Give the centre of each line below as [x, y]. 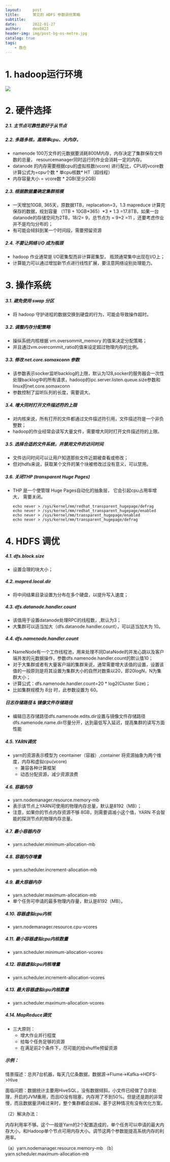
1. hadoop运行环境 [44, 74]
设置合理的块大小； [33, 569]
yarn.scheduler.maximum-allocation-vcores [58, 1003]
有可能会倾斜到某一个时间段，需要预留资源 [57, 230]
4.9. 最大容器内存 [23, 882]
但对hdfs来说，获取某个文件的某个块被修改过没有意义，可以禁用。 [82, 464]
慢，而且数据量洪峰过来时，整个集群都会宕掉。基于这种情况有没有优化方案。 [85, 1103]
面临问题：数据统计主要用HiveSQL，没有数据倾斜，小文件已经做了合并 [79, 1090]
